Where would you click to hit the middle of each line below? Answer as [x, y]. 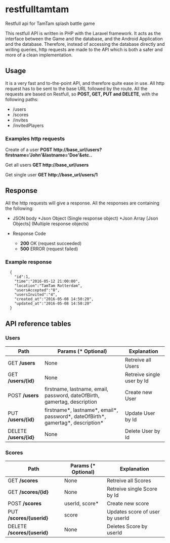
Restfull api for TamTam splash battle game [50, 23]
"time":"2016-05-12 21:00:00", [47, 281]
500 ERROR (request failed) [49, 249]
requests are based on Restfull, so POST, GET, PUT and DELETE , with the [82, 94]
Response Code [29, 233]
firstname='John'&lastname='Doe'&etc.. [49, 155]
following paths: [22, 99]
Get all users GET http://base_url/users [47, 165]
